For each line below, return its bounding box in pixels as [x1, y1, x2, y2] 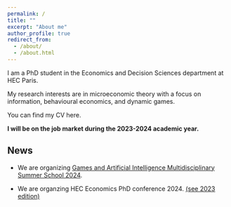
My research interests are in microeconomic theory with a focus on [7, 89, 202, 98]
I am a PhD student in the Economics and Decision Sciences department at [7, 68, 224, 77]
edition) [17, 192, 40, 200]
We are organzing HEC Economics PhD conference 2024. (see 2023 [17, 184, 216, 193]
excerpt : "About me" [7, 23, 68, 30]
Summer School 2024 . [17, 171, 83, 179]
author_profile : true [7, 29, 71, 37]
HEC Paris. [7, 76, 39, 84]
